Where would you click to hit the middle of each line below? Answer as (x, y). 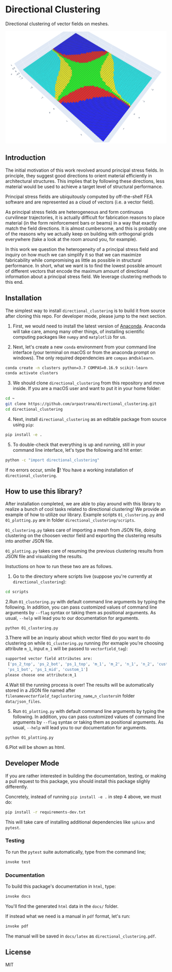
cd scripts (17, 592)
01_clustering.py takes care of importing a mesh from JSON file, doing (81, 530)
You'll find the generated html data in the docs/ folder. (62, 906)
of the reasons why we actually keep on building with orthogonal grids (79, 234)
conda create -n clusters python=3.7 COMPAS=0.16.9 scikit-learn (76, 368)
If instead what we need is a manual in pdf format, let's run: (68, 916)
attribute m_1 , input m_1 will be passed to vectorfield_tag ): (67, 649)
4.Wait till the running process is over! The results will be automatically (80, 685)
